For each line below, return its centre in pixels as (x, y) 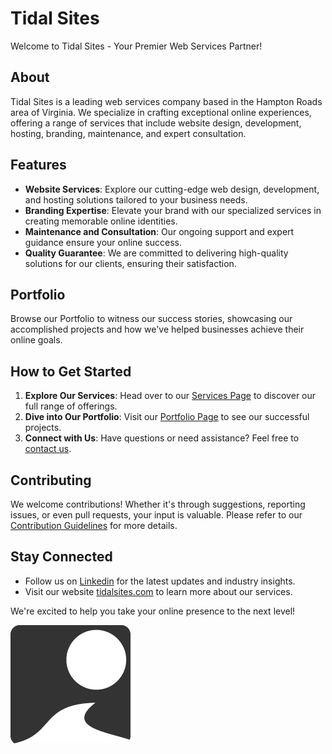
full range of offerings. (71, 406)
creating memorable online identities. (101, 221)
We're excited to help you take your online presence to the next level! (153, 611)
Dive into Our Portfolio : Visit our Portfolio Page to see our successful (167, 417)
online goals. (36, 340)
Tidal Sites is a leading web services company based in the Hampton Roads (166, 101)
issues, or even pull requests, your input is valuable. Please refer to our (156, 515)
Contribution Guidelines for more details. (94, 525)
